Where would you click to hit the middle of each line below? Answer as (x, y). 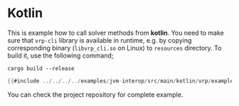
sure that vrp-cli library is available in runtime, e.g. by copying (100, 40)
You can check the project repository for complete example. (95, 95)
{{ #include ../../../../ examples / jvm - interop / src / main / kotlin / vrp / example (121, 81)
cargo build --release (41, 68)
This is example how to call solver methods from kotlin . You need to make (116, 33)
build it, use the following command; (60, 55)
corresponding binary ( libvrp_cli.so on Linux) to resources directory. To (115, 48)
